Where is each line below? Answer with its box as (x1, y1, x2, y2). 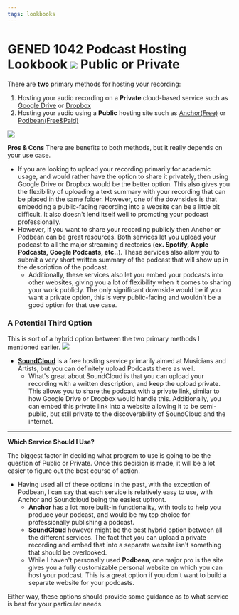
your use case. (7, 151, 51, 159)
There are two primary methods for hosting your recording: (7, 80, 181, 88)
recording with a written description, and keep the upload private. (28, 379, 221, 387)
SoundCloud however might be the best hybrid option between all (28, 525, 223, 534)
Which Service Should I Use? (7, 437, 95, 446)
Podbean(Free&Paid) (17, 116, 79, 124)
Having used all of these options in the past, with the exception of (17, 480, 211, 488)
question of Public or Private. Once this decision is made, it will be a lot (7, 459, 216, 467)
